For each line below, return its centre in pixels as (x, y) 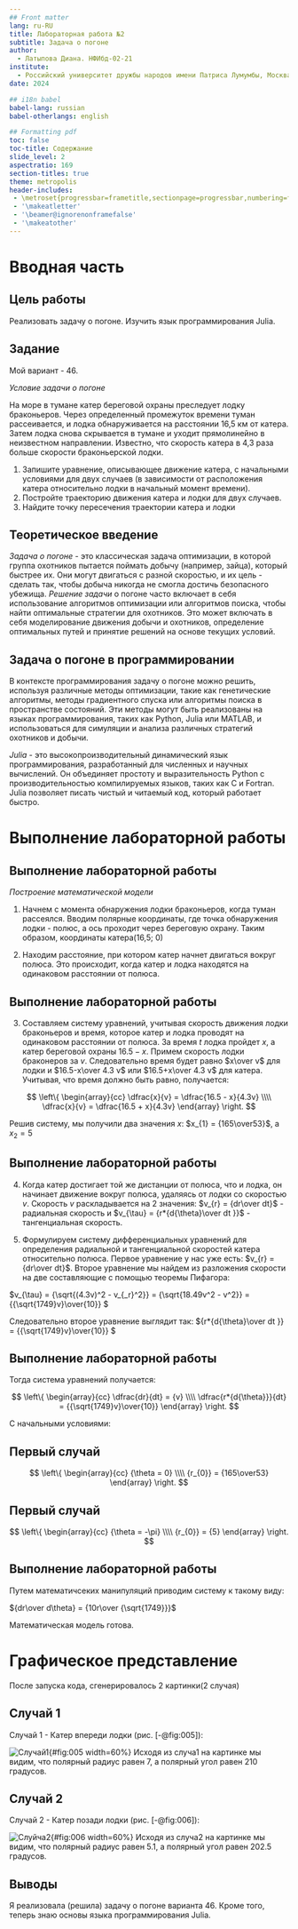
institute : (29, 68)
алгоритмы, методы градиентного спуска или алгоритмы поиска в (136, 700)
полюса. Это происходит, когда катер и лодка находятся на (135, 964)
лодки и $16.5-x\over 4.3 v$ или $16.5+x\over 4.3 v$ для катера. (142, 1070)
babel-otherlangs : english (59, 116)
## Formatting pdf (43, 132)
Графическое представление (123, 1661)
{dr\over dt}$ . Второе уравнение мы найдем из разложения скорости (154, 1268)
